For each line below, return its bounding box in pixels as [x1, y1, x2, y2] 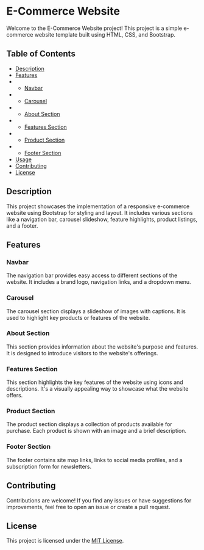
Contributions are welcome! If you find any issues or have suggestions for [6, 496, 192, 504]
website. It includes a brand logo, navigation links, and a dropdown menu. [6, 278, 191, 286]
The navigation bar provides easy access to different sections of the [6, 272, 178, 279]
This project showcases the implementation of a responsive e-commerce [6, 203, 190, 210]
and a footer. [6, 222, 38, 230]
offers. [6, 392, 23, 399]
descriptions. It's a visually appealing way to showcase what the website [6, 385, 189, 393]
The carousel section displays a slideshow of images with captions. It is [6, 307, 186, 315]
